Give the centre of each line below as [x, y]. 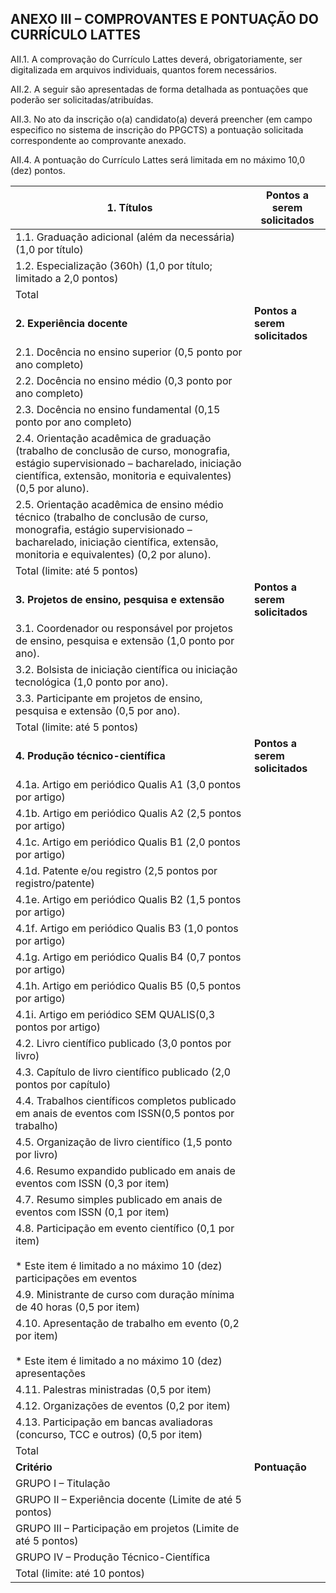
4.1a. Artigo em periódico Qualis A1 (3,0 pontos [128, 784]
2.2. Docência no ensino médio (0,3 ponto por [124, 380]
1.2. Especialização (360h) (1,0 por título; [114, 265]
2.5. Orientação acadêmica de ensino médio [119, 504]
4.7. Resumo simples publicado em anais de [119, 1199]
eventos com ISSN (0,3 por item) [92, 1183]
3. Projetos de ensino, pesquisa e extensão [120, 599]
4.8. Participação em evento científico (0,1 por [125, 1228]
